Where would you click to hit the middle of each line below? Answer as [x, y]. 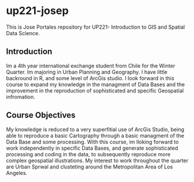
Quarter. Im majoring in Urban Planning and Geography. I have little [87, 72]
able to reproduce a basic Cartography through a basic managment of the [95, 135]
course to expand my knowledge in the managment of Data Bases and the [96, 84]
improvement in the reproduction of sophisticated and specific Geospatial [95, 90]
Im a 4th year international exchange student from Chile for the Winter [91, 66]
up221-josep [38, 11]
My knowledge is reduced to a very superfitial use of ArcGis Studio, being [95, 129]
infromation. [21, 97]
